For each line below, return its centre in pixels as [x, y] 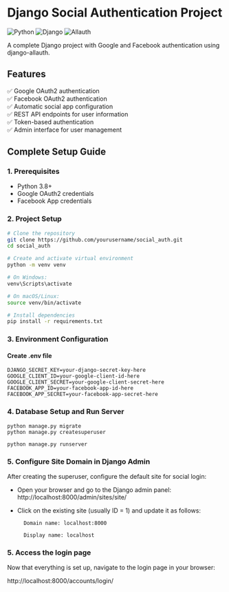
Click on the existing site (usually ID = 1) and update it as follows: [109, 511]
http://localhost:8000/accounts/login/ [60, 581]
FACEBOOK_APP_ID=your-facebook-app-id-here [70, 388]
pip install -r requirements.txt [55, 322]
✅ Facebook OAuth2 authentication [57, 99]
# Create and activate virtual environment [70, 259]
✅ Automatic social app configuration [60, 106]
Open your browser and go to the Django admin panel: [94, 490]
